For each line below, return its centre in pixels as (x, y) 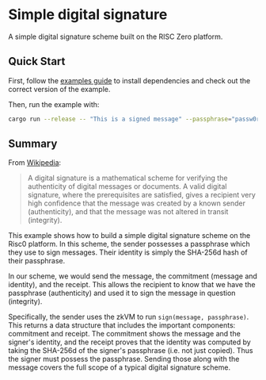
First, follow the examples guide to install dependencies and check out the (129, 80)
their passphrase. (37, 261)
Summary (33, 144)
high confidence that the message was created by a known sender (137, 203)
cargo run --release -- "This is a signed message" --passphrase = (120, 119)
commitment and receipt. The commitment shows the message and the (125, 334)
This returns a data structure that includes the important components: (122, 325)
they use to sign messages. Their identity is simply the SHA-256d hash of (128, 252)
